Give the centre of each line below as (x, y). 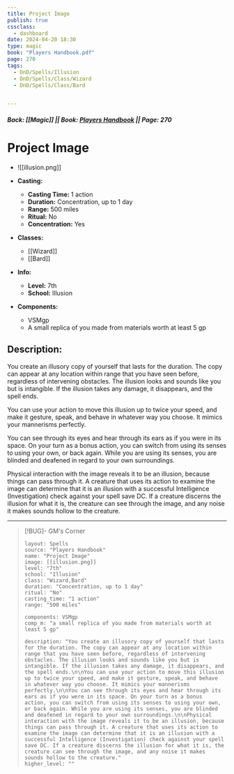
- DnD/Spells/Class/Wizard (53, 79)
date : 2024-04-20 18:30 (42, 40)
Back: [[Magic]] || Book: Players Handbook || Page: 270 (89, 119)
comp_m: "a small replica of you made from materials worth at (118, 623)
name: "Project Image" (57, 556)
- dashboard (31, 33)
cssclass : (22, 27)
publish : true (28, 20)
